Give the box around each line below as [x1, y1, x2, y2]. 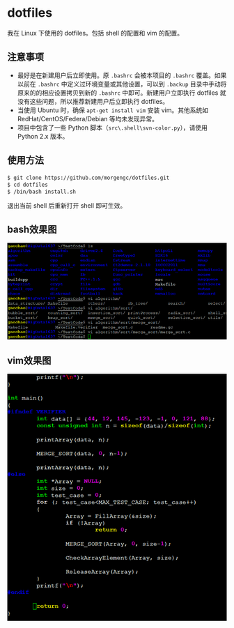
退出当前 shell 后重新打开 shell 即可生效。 [7, 201, 127, 210]
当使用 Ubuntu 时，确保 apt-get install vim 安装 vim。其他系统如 [17, 106, 209, 114]
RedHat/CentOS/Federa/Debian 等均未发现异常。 [17, 114, 159, 123]
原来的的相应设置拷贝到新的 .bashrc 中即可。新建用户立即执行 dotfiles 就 [17, 89, 226, 97]
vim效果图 [7, 355, 52, 367]
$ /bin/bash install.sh [7, 188, 77, 195]
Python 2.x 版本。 [17, 132, 69, 140]
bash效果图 [7, 223, 57, 235]
